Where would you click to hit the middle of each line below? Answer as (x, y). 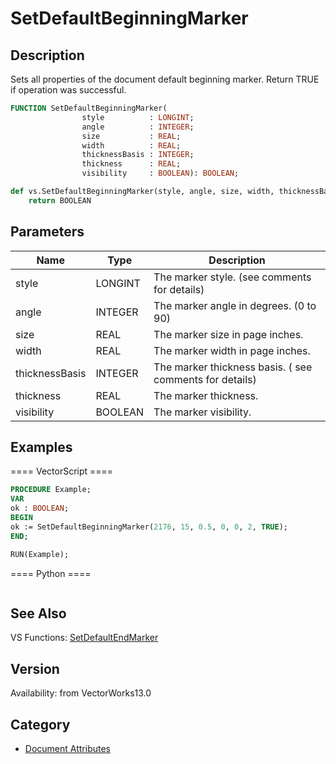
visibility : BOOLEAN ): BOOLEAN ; (160, 173)
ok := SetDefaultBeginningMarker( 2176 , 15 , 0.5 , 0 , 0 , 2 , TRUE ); (149, 527)
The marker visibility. (202, 412)
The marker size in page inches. (228, 334)
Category (40, 724)
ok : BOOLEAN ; (40, 508)
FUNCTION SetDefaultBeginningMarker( (89, 108)
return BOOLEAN (60, 200)
